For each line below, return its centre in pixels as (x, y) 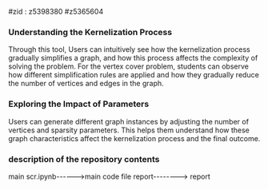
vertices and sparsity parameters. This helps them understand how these (129, 130)
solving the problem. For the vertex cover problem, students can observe (129, 66)
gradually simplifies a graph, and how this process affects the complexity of (133, 58)
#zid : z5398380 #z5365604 (56, 12)
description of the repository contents (84, 159)
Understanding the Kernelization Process (90, 32)
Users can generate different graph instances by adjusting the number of (129, 121)
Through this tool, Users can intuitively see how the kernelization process (129, 49)
